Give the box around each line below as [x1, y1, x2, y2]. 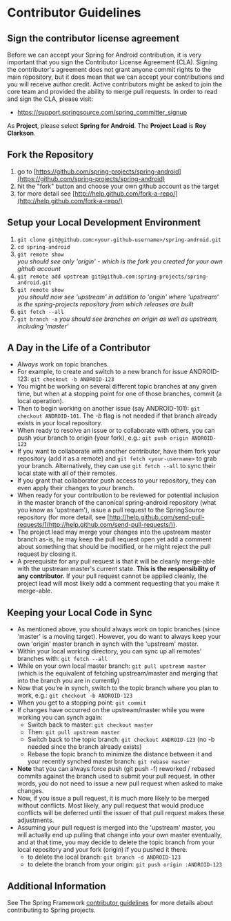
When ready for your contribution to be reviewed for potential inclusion [17, 491, 219, 499]
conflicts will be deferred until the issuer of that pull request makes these [17, 809, 225, 817]
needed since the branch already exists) [27, 743, 142, 751]
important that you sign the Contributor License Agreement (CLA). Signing [7, 58, 219, 66]
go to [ [17, 167, 37, 176]
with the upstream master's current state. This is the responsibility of [17, 565, 217, 573]
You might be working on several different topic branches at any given [17, 382, 217, 391]
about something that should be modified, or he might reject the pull [17, 543, 211, 551]
